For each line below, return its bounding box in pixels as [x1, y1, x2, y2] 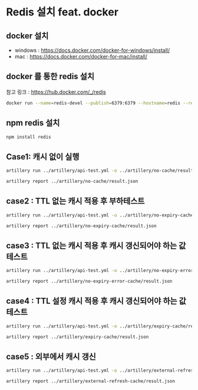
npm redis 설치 [6, 118, 60, 128]
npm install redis [6, 134, 51, 140]
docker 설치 [6, 31, 49, 41]
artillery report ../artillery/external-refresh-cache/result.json [6, 378, 176, 384]
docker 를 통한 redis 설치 [6, 71, 94, 81]
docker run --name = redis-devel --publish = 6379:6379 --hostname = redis [6, 100, 181, 106]
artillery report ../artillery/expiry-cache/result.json [6, 334, 149, 340]
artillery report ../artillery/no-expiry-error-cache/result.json [6, 278, 173, 284]
